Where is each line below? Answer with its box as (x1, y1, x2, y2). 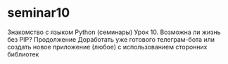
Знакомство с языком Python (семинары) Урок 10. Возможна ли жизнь (7, 28, 221, 36)
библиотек (7, 50, 39, 58)
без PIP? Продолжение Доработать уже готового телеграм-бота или (7, 35, 215, 43)
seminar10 (7, 5, 70, 21)
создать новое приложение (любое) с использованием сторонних (7, 42, 208, 51)
